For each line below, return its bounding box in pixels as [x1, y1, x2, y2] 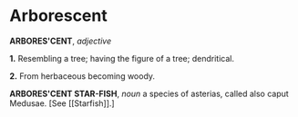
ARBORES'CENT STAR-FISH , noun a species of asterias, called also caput [9, 88, 289, 99]
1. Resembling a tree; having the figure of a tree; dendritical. [9, 53, 235, 63]
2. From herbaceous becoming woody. [9, 70, 156, 82]
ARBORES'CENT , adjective [9, 35, 112, 46]
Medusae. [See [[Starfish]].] [9, 97, 116, 109]
